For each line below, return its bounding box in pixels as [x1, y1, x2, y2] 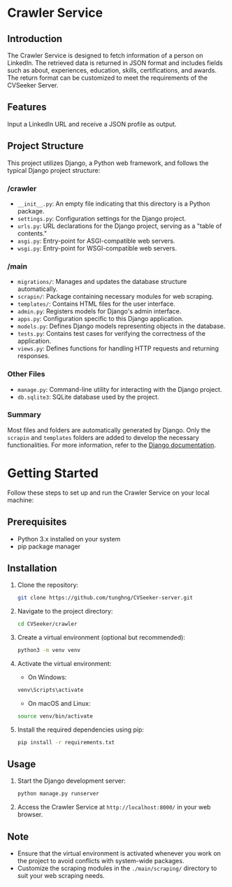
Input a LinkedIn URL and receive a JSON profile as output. [7, 120, 177, 128]
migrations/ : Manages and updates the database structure [17, 278, 187, 286]
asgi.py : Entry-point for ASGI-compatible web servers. [17, 236, 175, 245]
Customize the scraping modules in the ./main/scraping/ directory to [17, 864, 217, 872]
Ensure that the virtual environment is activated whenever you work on [17, 849, 222, 858]
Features [7, 101, 47, 113]
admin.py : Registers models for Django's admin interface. [17, 307, 182, 315]
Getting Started [7, 465, 99, 481]
